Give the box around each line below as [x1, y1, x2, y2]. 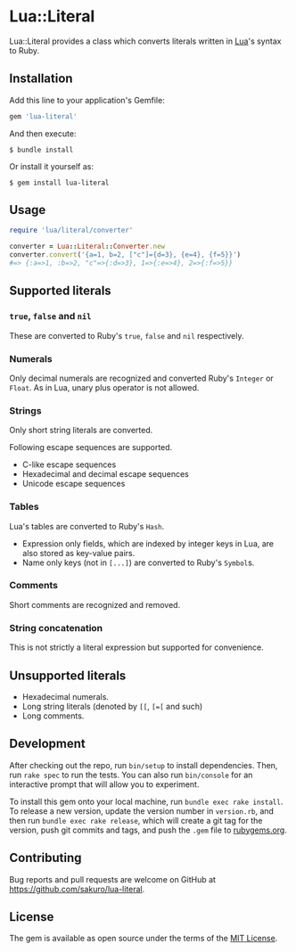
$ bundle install [9, 145, 74, 154]
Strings [9, 404, 42, 416]
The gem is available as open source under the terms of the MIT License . [9, 933, 278, 944]
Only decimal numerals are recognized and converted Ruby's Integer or [9, 373, 274, 383]
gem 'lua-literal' [9, 111, 78, 121]
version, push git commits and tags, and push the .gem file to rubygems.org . [9, 825, 288, 835]
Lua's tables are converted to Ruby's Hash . [9, 521, 165, 531]
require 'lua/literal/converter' [9, 226, 134, 235]
